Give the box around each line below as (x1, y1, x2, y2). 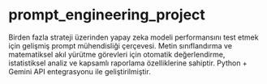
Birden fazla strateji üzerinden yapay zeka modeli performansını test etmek (8, 32, 259, 42)
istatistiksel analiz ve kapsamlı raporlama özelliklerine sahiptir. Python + (8, 58, 248, 68)
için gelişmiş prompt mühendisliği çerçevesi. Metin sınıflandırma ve (8, 40, 233, 50)
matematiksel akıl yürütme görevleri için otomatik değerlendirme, (8, 49, 226, 59)
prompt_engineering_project (8, 6, 205, 24)
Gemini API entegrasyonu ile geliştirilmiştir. (8, 66, 152, 76)
